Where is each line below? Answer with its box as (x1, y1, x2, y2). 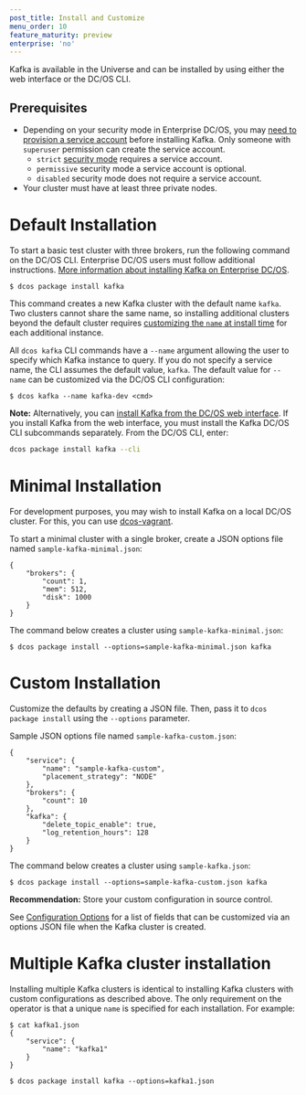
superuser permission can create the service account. (22, 144, 226, 155)
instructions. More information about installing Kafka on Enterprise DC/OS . (9, 264, 290, 275)
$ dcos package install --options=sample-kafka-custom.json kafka (9, 877, 268, 887)
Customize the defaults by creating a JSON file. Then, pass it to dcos (9, 703, 268, 714)
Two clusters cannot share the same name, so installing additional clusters (9, 308, 290, 318)
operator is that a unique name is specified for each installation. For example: (9, 1003, 295, 1014)
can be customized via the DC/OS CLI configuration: (27, 374, 226, 385)
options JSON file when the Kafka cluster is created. (9, 920, 207, 932)
